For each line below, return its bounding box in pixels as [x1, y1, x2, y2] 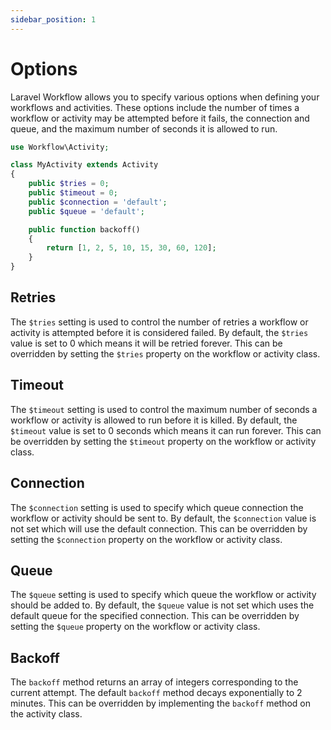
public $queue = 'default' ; [28, 206, 145, 216]
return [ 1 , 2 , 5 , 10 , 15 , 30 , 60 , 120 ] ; [46, 243, 217, 253]
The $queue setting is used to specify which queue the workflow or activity [10, 589, 317, 601]
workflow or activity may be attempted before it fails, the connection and [10, 112, 310, 124]
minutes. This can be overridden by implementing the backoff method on [10, 697, 311, 710]
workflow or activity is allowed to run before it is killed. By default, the [10, 414, 298, 426]
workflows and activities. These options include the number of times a [10, 101, 300, 113]
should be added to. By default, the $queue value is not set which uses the [10, 599, 315, 611]
